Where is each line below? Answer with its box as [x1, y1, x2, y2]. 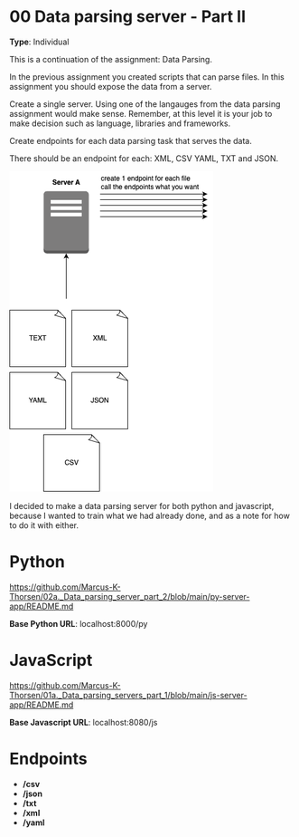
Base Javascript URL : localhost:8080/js [9, 717, 158, 727]
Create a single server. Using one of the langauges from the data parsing [9, 98, 281, 110]
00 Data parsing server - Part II [9, 6, 247, 27]
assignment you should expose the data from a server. [9, 81, 212, 91]
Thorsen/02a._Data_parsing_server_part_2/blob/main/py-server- [9, 591, 250, 601]
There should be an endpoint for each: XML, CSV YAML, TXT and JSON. [9, 152, 278, 164]
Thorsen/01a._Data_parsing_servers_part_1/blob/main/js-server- [9, 689, 248, 700]
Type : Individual [9, 36, 70, 47]
